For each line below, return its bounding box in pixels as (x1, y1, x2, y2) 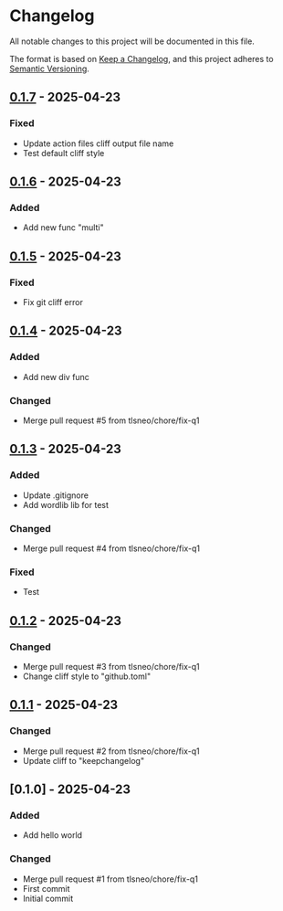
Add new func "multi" (22, 222, 104, 233)
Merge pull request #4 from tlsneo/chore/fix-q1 (22, 543, 201, 554)
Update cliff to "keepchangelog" (22, 755, 144, 766)
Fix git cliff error (22, 297, 84, 307)
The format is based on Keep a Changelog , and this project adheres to (9, 53, 274, 64)
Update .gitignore (22, 490, 89, 501)
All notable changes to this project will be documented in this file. (9, 36, 256, 47)
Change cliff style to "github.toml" (22, 671, 152, 682)
